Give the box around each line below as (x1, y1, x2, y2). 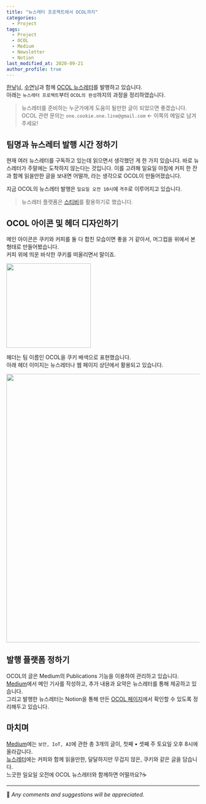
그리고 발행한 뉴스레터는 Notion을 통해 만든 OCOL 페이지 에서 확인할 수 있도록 (6, 695, 192, 703)
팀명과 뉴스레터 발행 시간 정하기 (6, 139, 118, 150)
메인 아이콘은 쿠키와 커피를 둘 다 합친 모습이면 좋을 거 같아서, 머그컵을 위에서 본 (6, 236, 196, 242)
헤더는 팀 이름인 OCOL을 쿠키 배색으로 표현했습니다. (6, 354, 131, 361)
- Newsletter (12, 49, 45, 55)
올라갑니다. (6, 748, 33, 755)
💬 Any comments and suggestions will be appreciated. (6, 790, 145, 798)
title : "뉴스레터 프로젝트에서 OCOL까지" (6, 9, 98, 15)
